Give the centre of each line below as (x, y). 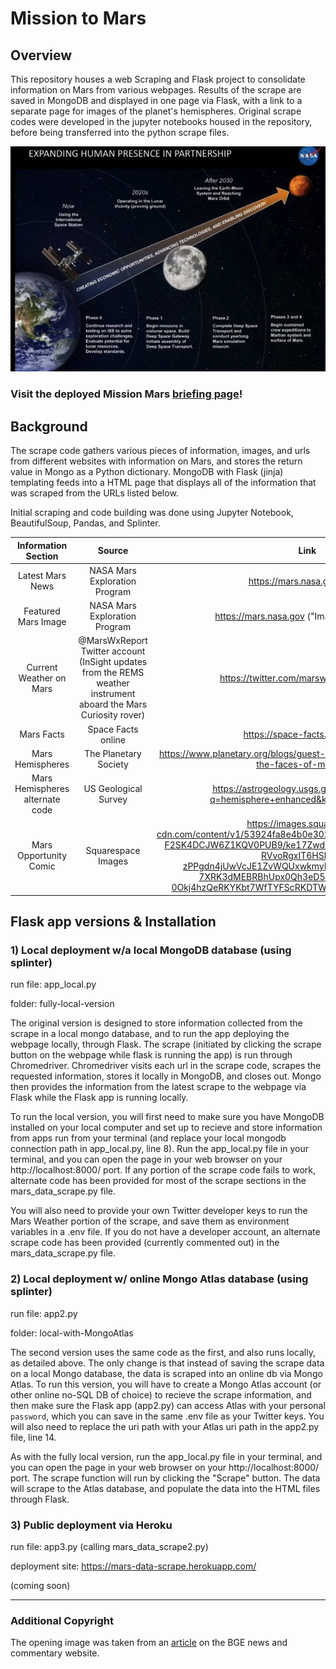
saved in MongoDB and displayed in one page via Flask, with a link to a (156, 100)
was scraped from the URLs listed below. (94, 493)
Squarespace (113, 850)
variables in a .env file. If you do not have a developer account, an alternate (165, 1232)
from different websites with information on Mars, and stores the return (156, 461)
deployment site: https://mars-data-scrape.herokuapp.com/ (133, 1566)
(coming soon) (40, 1586)
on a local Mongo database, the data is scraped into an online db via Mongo (166, 1373)
